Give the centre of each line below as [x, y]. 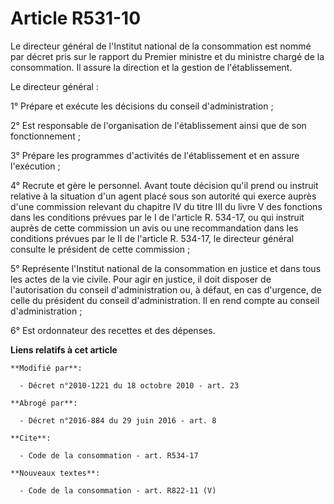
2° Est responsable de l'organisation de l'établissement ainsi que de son [158, 125]
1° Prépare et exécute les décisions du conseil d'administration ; [142, 106]
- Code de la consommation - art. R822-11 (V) [118, 490]
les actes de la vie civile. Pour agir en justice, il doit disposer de [141, 279]
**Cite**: [31, 438]
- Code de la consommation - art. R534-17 [109, 455]
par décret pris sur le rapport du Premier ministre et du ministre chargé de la [167, 56]
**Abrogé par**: [44, 403]
